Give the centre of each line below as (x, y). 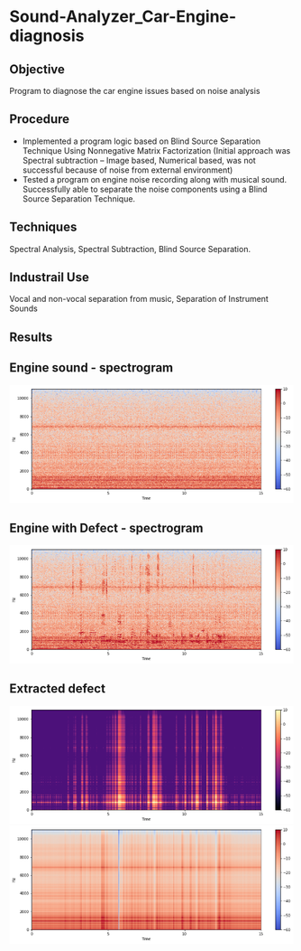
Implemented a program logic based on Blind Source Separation (141, 141)
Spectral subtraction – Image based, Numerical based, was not (139, 160)
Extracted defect (58, 689)
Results (31, 337)
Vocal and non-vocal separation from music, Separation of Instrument (139, 299)
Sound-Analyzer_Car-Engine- (123, 17)
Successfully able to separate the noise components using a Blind (145, 189)
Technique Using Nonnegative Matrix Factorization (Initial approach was (156, 150)
